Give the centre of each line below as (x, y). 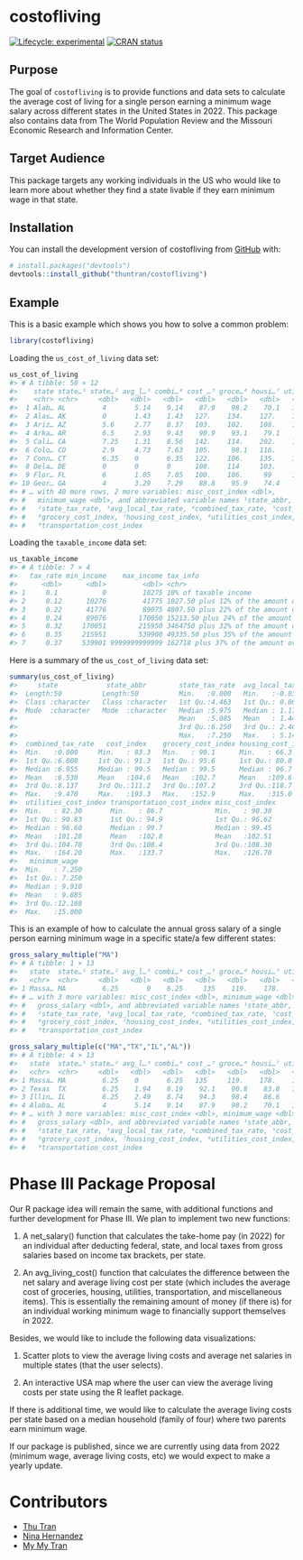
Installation (41, 227)
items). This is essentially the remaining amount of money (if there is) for (157, 1301)
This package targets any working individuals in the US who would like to (145, 180)
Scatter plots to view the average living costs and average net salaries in (157, 1355)
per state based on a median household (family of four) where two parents (148, 1419)
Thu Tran (39, 1527)
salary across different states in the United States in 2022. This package (143, 111)
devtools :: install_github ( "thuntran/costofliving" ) (108, 274)
